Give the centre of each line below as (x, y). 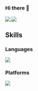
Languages (19, 49)
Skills (14, 35)
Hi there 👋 (17, 8)
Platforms (17, 73)
